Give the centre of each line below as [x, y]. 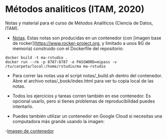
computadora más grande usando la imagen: [58, 121]
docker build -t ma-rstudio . [37, 58]
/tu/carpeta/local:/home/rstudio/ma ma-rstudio [56, 66]
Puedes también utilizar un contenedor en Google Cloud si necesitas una [87, 116]
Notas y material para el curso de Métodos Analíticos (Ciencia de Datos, [79, 23]
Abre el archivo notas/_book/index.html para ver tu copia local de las [83, 81]
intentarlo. [23, 106]
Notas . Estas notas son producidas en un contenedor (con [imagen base [87, 38]
